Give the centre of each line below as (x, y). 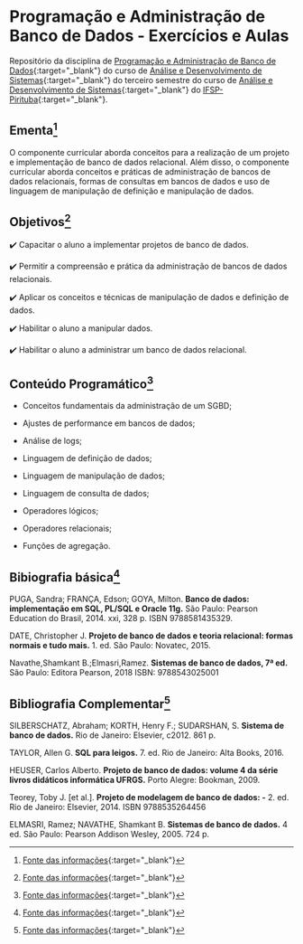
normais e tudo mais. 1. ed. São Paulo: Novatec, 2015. (110, 646)
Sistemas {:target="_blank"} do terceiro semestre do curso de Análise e (141, 80)
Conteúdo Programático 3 (82, 382)
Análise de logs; (52, 441)
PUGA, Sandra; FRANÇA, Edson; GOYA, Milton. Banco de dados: (129, 599)
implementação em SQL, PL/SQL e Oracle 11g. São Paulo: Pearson (134, 609)
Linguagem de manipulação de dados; (93, 476)
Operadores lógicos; (60, 511)
